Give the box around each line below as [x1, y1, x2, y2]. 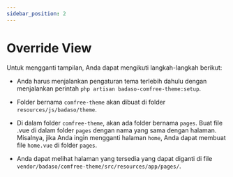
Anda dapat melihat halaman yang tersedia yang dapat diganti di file [16, 154, 213, 162]
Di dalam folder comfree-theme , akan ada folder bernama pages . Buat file [16, 118, 223, 127]
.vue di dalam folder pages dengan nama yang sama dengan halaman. [16, 126, 217, 134]
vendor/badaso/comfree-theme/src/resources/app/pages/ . [16, 162, 182, 170]
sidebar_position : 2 [6, 10, 67, 17]
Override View [6, 40, 92, 56]
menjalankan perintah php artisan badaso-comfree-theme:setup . [16, 84, 202, 93]
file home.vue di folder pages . [16, 141, 98, 149]
